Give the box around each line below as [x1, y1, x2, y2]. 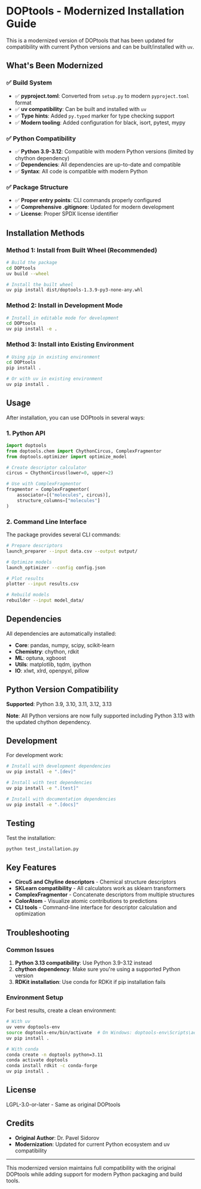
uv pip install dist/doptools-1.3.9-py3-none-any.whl [6, 287, 144, 293]
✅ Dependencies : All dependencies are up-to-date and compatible [14, 161, 181, 168]
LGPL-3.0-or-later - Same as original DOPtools [6, 1101, 121, 1108]
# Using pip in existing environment [6, 354, 100, 360]
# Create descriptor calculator [6, 464, 87, 470]
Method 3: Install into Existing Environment [6, 340, 135, 349]
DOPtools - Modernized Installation [6, 4, 185, 18]
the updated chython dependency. [6, 718, 92, 725]
